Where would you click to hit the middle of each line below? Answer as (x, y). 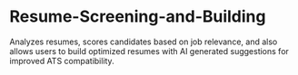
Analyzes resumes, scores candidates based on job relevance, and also (144, 42)
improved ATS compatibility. (62, 61)
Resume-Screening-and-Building (138, 17)
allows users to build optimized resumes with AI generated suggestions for (149, 51)
